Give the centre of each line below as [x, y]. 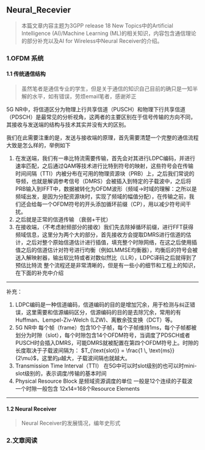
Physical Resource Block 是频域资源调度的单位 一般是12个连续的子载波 [104, 381]
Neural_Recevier [39, 10]
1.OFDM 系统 [25, 58]
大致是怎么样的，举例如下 [38, 145]
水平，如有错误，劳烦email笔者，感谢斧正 [84, 96]
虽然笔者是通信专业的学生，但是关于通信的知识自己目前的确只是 [101, 89]
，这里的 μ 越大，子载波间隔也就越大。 [84, 358]
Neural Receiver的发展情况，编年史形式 [71, 423]
